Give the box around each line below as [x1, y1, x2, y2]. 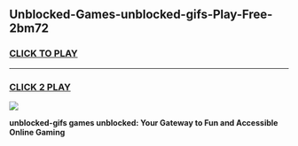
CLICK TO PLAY [9, 48, 78, 60]
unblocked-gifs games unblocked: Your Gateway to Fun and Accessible [9, 117, 278, 127]
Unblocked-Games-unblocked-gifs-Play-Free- [9, 7, 273, 22]
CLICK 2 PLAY [9, 81, 71, 93]
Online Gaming [9, 127, 66, 137]
